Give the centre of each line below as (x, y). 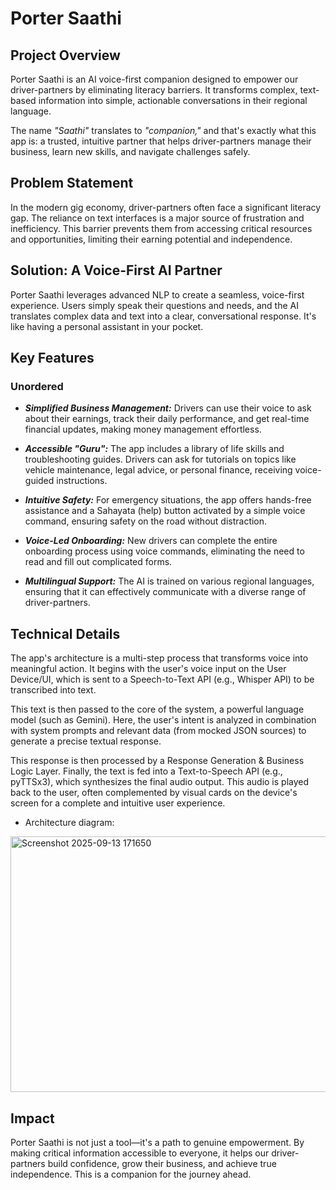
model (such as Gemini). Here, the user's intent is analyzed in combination (163, 720)
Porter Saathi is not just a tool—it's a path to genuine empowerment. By (157, 1142)
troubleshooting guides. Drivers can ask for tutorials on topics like (160, 459)
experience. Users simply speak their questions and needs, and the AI (154, 305)
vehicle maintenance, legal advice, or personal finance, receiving (158, 470)
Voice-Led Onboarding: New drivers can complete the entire (151, 541)
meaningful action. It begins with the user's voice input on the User (148, 669)
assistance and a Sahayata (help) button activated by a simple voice (165, 511)
